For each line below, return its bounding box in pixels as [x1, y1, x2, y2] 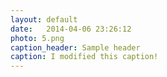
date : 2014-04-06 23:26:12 [10, 24, 132, 34]
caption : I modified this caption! [10, 52, 159, 62]
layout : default [10, 14, 78, 25]
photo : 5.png [10, 33, 65, 43]
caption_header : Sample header [10, 42, 141, 53]
